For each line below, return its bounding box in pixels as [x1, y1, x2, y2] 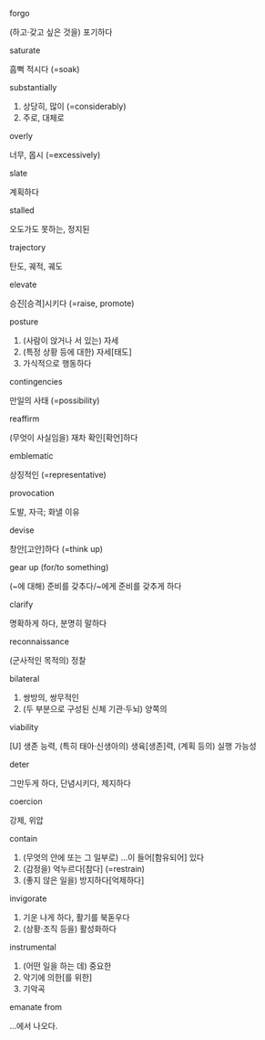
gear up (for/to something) [9, 562, 109, 572]
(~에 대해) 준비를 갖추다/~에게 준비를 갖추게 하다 [9, 580, 182, 591]
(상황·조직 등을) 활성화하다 [22, 923, 117, 934]
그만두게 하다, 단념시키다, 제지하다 [9, 778, 132, 789]
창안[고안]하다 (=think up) [9, 544, 103, 554]
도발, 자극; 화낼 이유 [9, 506, 80, 517]
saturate [9, 45, 41, 56]
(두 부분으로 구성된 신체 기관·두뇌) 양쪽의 [22, 704, 168, 714]
